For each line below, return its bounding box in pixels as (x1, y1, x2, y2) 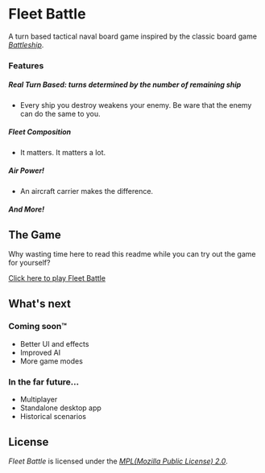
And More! (8, 204, 45, 214)
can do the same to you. (19, 109, 101, 118)
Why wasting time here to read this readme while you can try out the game (8, 249, 256, 259)
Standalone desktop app (19, 403, 102, 413)
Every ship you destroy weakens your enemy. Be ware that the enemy (19, 100, 252, 109)
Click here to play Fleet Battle (8, 274, 106, 283)
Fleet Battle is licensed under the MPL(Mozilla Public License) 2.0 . (8, 456, 228, 466)
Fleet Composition (8, 127, 72, 137)
